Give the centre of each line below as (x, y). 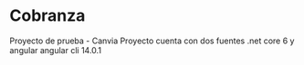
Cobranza (47, 16)
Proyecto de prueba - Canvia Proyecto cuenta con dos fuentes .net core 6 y (152, 41)
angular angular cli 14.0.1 (56, 50)
